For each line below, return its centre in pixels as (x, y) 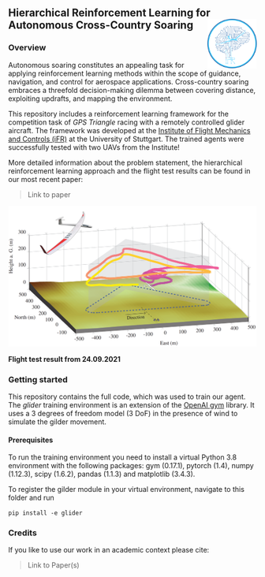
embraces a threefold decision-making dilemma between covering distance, (132, 90)
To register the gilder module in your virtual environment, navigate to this (126, 490)
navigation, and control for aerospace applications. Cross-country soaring (129, 81)
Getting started (38, 379)
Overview (27, 48)
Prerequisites (31, 440)
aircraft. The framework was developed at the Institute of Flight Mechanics (129, 130)
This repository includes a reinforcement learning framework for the (118, 114)
